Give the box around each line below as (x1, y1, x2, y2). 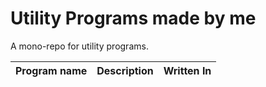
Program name (15, 63, 88, 77)
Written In (163, 63, 212, 77)
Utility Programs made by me (10, 7, 257, 30)
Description (96, 63, 154, 77)
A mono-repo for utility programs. (10, 40, 149, 52)
